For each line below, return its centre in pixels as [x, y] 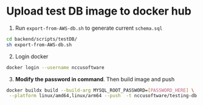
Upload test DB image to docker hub [99, 11]
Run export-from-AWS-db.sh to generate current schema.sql [89, 28]
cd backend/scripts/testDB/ [42, 39]
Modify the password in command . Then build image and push [95, 79]
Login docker [32, 56]
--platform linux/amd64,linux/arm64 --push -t [70, 96]
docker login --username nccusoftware [55, 67]
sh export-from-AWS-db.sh [39, 45]
